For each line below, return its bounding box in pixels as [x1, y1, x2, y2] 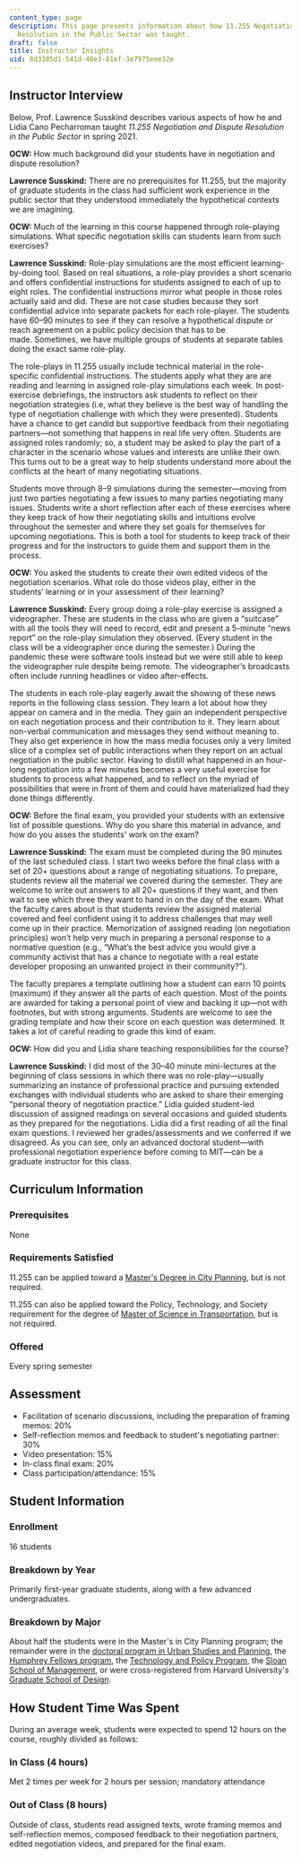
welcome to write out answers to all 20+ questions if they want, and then [9, 885, 279, 895]
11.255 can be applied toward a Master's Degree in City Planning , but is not [9, 1271, 286, 1283]
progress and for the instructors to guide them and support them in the [9, 540, 271, 551]
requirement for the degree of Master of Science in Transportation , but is [9, 1308, 279, 1319]
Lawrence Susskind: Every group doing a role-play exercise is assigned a [9, 603, 283, 615]
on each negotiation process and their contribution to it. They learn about [9, 716, 280, 727]
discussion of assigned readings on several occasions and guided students [9, 1108, 288, 1119]
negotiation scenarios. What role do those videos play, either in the [9, 576, 257, 588]
